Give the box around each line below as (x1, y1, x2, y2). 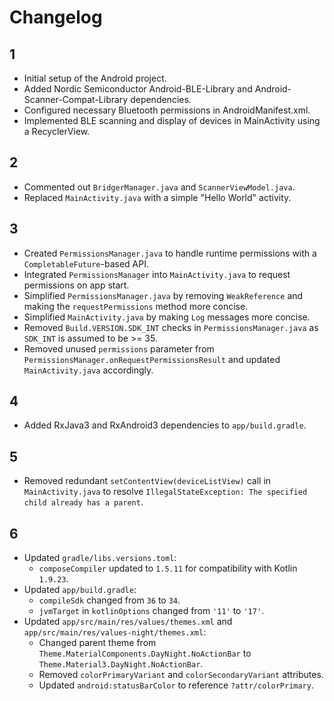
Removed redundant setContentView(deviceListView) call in (23, 475, 272, 487)
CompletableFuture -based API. (23, 257, 149, 270)
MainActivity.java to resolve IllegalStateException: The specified (23, 486, 308, 498)
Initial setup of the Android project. (23, 72, 167, 84)
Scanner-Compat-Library (23, 94, 129, 105)
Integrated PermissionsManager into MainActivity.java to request (23, 268, 291, 280)
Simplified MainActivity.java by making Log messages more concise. (23, 311, 311, 323)
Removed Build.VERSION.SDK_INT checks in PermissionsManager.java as (23, 321, 319, 333)
